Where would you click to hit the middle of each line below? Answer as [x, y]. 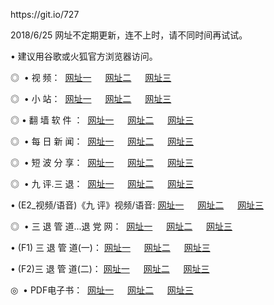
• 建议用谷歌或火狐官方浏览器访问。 [84, 56]
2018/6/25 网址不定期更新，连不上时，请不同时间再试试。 [129, 35]
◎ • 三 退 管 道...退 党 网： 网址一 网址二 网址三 [121, 226]
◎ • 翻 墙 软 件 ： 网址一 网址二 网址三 [102, 120]
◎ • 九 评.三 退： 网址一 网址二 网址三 [102, 183]
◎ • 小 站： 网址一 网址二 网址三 [91, 98]
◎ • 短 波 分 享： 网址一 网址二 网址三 [102, 162]
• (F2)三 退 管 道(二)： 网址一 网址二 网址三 [110, 268]
